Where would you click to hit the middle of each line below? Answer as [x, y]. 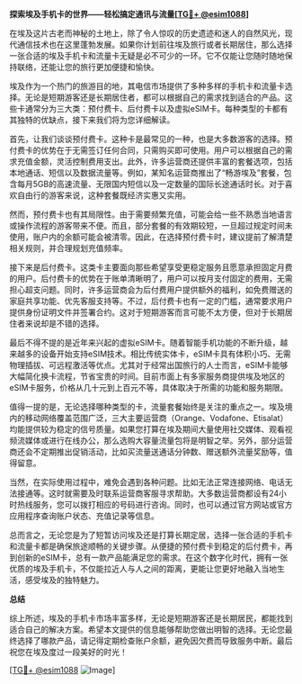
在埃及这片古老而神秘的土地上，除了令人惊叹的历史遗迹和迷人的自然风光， [147, 33]
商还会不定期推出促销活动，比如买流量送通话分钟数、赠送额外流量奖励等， [147, 452]
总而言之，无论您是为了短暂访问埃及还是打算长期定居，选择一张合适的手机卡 [151, 535]
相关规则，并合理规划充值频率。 [68, 248]
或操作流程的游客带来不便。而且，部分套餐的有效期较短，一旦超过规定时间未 [151, 225]
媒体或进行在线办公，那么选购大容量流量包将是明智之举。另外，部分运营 [159, 441]
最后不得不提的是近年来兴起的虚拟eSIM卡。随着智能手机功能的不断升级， [145, 342]
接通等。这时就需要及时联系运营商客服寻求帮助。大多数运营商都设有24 [148, 493]
